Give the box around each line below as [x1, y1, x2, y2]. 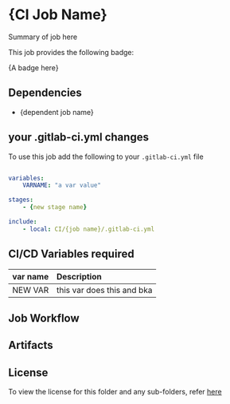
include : [8, 218, 37, 226]
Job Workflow [8, 311, 80, 325]
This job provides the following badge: [8, 47, 134, 57]
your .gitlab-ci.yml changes [8, 130, 150, 145]
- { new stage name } [22, 204, 88, 212]
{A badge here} [8, 62, 59, 73]
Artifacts [8, 339, 53, 352]
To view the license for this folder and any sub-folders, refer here [8, 387, 222, 397]
